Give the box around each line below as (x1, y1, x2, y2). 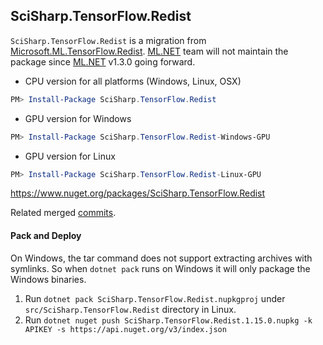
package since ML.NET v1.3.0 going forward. (10, 55, 196, 68)
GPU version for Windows (24, 112, 132, 124)
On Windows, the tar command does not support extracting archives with (10, 252, 313, 264)
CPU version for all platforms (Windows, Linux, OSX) (24, 75, 242, 87)
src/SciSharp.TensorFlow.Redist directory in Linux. (24, 303, 237, 315)
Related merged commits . (10, 207, 117, 219)
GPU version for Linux (24, 150, 116, 162)
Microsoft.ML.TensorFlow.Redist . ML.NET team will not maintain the (10, 45, 289, 57)
